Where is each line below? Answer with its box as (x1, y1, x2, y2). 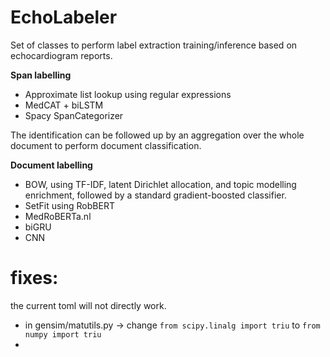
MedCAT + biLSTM (24, 99, 104, 111)
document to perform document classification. (10, 139, 202, 151)
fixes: (10, 267, 59, 290)
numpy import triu (24, 329, 102, 340)
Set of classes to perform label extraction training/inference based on (10, 39, 298, 51)
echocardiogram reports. (10, 49, 113, 61)
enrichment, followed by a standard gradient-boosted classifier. (24, 189, 287, 201)
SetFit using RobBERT (24, 199, 115, 211)
